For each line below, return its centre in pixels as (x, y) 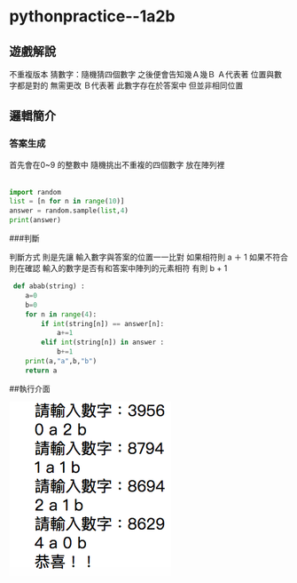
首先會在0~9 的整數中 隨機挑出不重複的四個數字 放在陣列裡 (117, 164)
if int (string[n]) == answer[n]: (103, 323)
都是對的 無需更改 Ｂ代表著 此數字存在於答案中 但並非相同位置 (130, 85)
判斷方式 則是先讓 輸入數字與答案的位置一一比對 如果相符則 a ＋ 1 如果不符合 (149, 257)
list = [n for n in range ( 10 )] (67, 202)
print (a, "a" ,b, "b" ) (61, 362)
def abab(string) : (49, 286)
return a (41, 371)
